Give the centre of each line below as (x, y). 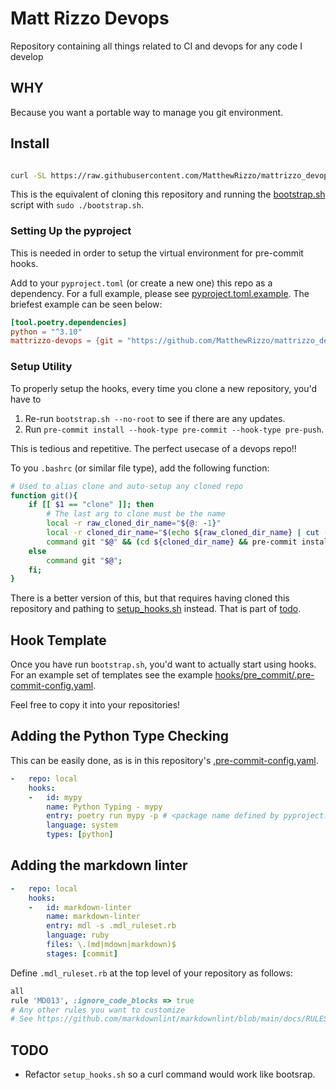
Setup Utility (41, 367)
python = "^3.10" (46, 332)
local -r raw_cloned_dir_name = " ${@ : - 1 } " (134, 523)
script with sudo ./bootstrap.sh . (77, 205)
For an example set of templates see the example (111, 675)
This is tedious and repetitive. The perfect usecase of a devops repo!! (153, 448)
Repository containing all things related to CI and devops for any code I (156, 46)
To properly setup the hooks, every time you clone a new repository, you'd (164, 388)
